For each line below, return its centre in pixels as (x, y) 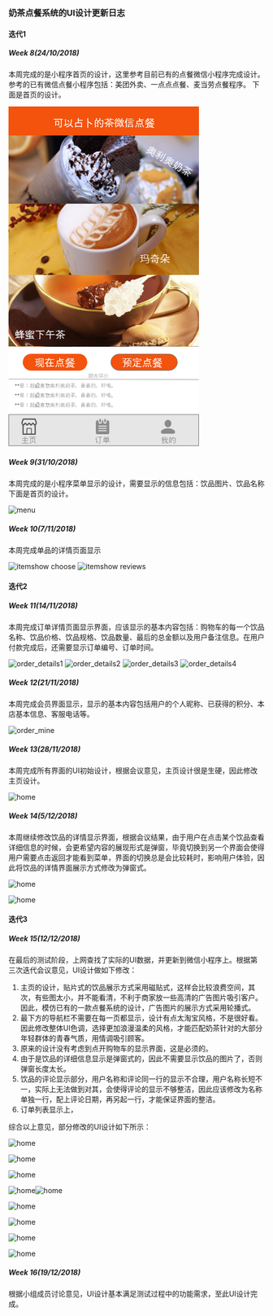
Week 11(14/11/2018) (43, 605)
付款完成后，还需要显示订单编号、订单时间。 (83, 647)
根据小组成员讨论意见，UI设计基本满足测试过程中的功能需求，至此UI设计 (130, 1294)
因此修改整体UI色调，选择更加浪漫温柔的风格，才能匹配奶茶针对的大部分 (141, 1029)
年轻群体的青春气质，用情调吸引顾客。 (84, 1038)
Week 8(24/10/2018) (44, 53)
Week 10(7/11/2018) (42, 529)
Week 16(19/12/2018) (45, 1273)
